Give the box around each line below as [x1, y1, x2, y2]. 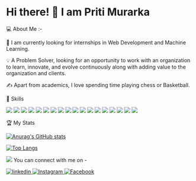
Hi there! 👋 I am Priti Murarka [6, 5, 150, 19]
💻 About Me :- [6, 25, 43, 32]
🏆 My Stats [6, 119, 36, 126]
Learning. [6, 45, 30, 52]
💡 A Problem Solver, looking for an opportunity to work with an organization [6, 56, 191, 64]
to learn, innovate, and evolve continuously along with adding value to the [6, 63, 187, 70]
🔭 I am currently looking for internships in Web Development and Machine [6, 38, 187, 46]
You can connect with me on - [13, 156, 87, 163]
